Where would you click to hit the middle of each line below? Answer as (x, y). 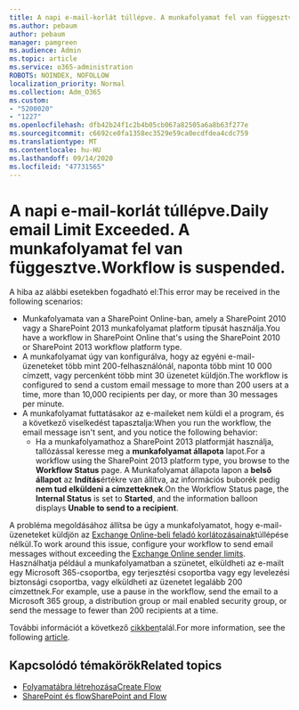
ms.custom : (29, 100)
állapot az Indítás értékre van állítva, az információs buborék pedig (158, 480)
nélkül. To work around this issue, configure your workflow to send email (141, 544)
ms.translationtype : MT (53, 142)
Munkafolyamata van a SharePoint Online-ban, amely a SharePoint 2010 (154, 319)
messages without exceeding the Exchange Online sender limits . (128, 554)
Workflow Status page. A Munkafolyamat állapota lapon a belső (154, 470)
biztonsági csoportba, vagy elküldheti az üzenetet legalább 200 (126, 582)
